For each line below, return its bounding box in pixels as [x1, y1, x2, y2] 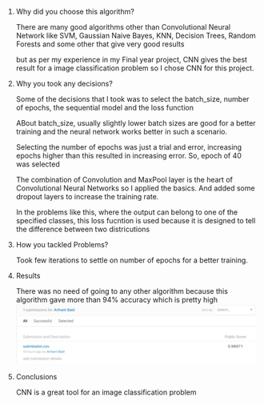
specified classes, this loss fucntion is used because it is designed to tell [15, 216, 256, 225]
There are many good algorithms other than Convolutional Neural [15, 22, 231, 31]
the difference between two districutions [15, 224, 150, 234]
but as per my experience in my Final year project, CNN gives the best [15, 55, 248, 64]
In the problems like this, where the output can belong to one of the [15, 207, 238, 217]
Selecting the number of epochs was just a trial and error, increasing [15, 142, 242, 151]
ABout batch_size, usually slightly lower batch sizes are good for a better [15, 118, 256, 127]
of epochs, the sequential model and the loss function [15, 103, 194, 112]
